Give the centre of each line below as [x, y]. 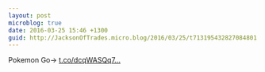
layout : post [30, 15]
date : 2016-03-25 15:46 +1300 [58, 30]
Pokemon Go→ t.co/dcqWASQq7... [65, 60]
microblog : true [35, 23]
